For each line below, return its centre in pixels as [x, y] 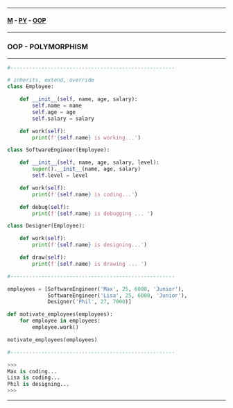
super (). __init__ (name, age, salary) [86, 169]
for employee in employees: [60, 321]
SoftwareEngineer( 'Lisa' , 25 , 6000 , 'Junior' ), [118, 296]
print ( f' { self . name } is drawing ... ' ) [90, 264]
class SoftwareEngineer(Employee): [59, 150]
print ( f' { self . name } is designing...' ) [90, 245]
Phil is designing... [38, 384]
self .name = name [57, 105]
